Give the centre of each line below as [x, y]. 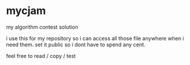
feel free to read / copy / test [41, 56]
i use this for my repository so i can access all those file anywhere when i [95, 38]
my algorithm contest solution [42, 27]
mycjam [26, 11]
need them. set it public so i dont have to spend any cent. [76, 45]
